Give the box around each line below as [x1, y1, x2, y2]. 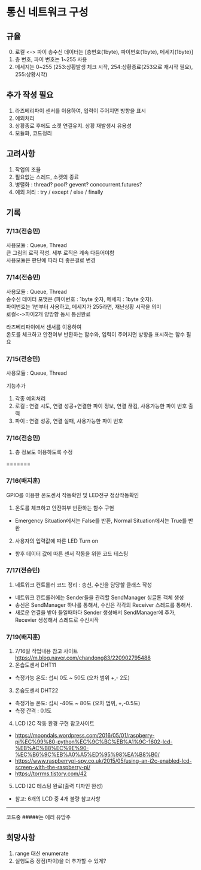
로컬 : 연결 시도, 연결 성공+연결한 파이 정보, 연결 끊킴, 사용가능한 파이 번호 [14, 402, 187, 410]
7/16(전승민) [6, 434, 41, 442]
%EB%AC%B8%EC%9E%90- [14, 745, 89, 752]
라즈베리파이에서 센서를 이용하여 [6, 323, 82, 330]
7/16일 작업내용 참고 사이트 [14, 648, 78, 655]
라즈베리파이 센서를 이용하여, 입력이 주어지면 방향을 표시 [14, 107, 147, 114]
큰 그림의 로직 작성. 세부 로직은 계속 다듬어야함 [6, 249, 115, 257]
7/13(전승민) [6, 227, 41, 235]
